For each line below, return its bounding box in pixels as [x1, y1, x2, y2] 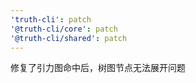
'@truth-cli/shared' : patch [10, 33, 128, 43]
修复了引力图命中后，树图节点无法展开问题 [10, 62, 186, 74]
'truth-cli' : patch [10, 14, 92, 25]
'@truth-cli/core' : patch [10, 24, 118, 34]
